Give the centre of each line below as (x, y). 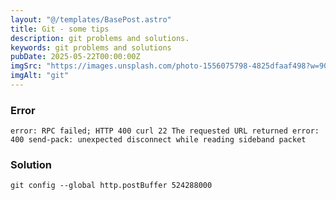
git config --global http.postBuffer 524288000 (111, 186)
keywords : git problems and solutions (91, 47)
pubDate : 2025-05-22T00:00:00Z (75, 57)
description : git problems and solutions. (100, 38)
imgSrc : (26, 66)
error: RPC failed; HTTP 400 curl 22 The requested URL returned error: (165, 131)
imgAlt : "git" (40, 76)
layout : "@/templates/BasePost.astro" (91, 19)
